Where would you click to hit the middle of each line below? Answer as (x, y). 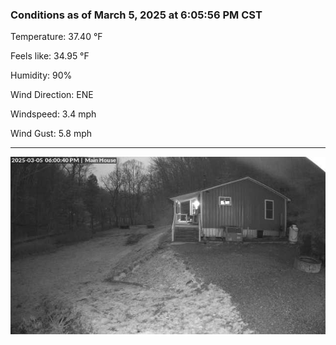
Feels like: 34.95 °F (50, 56)
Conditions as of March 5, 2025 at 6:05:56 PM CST (136, 15)
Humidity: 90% (41, 75)
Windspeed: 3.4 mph (53, 114)
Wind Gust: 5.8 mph (51, 134)
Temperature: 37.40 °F (56, 37)
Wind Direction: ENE (52, 95)
